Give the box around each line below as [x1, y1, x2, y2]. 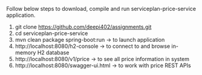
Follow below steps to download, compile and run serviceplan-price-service [6, 5, 197, 12]
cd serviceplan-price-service [15, 30, 88, 37]
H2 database [37, 49, 70, 56]
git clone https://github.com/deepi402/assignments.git [15, 24, 152, 30]
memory [15, 49, 36, 56]
